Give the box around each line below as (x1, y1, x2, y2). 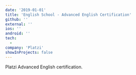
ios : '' (5, 26, 22, 31)
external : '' (5, 21, 33, 27)
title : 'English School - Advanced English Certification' (5, 12, 132, 17)
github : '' (5, 17, 28, 22)
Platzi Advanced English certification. (5, 64, 83, 70)
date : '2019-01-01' (5, 7, 46, 13)
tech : (5, 36, 17, 41)
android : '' (5, 31, 30, 36)
